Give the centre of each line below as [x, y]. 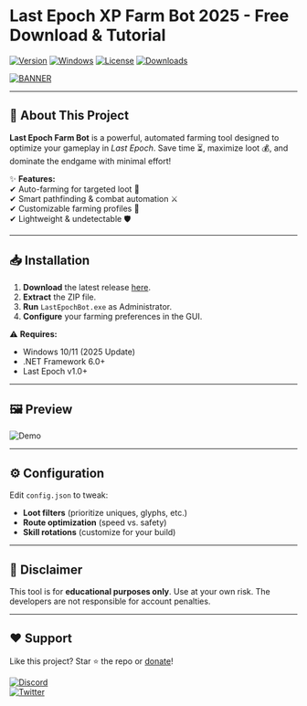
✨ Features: [32, 178]
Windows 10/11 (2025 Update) [79, 352]
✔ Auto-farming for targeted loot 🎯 [74, 189]
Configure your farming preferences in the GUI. [112, 316]
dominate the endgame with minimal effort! [90, 161]
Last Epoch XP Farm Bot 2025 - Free [149, 16]
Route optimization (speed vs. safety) [95, 522]
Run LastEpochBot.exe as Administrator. [97, 306]
